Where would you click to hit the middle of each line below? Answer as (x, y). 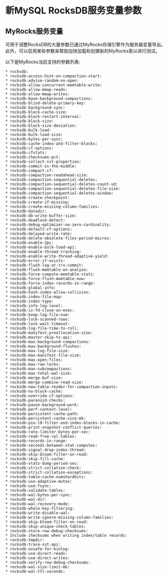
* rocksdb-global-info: (31, 288)
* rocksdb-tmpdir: (25, 540)
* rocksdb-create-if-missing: (38, 202)
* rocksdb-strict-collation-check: (43, 468)
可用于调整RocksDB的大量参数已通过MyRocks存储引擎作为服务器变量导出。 (86, 45)
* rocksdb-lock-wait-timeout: (38, 324)
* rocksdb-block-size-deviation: (41, 126)
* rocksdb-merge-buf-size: (34, 378)
